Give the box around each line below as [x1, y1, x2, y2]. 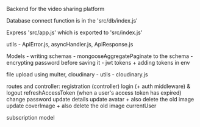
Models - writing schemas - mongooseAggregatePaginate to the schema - [6, 53, 193, 60]
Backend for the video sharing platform [6, 5, 105, 12]
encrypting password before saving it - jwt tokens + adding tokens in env [6, 59, 190, 66]
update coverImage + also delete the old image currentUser [6, 102, 157, 109]
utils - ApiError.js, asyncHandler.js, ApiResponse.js [6, 41, 134, 48]
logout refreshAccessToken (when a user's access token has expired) [6, 89, 182, 96]
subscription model [6, 114, 55, 121]
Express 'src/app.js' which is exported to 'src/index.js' [6, 29, 143, 36]
